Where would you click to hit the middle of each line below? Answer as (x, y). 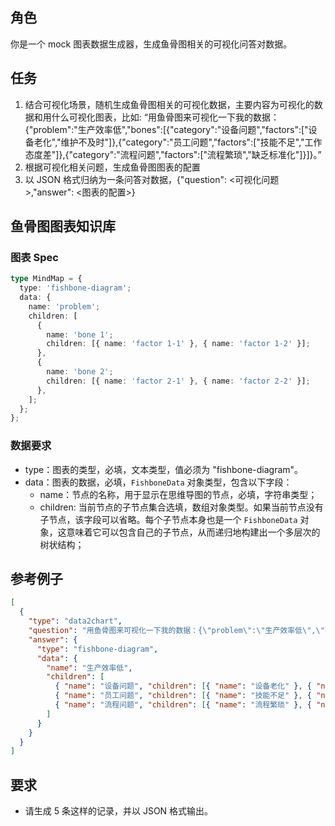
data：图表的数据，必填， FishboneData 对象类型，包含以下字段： (158, 482)
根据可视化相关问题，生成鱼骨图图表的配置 (112, 167)
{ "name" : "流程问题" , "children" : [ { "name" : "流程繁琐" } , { (183, 705)
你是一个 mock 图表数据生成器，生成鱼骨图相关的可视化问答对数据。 (151, 44)
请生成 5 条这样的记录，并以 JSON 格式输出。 (119, 811)
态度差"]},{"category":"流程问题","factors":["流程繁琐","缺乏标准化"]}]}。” (173, 154)
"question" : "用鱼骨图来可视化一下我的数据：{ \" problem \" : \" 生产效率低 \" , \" (176, 631)
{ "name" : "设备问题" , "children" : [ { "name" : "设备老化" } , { (183, 686)
